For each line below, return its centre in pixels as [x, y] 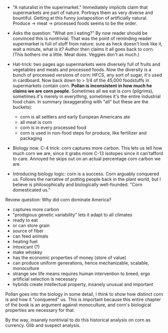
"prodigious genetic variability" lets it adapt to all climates [72, 215]
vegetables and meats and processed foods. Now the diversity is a [82, 70]
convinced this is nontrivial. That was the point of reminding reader [82, 38]
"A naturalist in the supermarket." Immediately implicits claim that [80, 7]
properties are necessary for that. [40, 310]
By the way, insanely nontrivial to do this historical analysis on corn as [78, 320]
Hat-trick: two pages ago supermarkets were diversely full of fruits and [86, 64]
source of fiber [28, 231]
